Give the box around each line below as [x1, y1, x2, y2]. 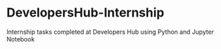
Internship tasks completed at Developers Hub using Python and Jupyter [6, 28, 214, 36]
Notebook [6, 35, 35, 43]
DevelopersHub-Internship [6, 5, 164, 21]
